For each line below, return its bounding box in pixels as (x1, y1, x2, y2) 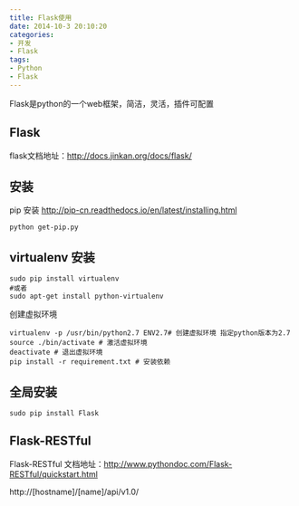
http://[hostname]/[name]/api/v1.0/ (9, 486, 140, 497)
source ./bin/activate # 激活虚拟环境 (9, 339, 148, 348)
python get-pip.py (9, 223, 79, 232)
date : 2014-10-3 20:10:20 (9, 22, 107, 31)
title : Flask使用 (9, 13, 72, 23)
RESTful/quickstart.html (9, 468, 98, 480)
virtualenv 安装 (9, 250, 95, 265)
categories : (9, 30, 54, 39)
